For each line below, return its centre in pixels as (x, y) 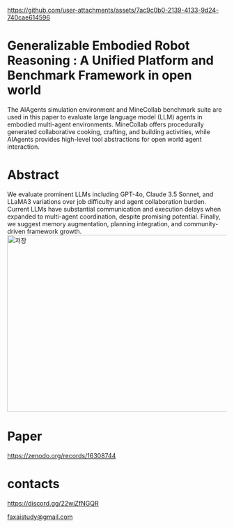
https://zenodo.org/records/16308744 (62, 455)
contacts (33, 484)
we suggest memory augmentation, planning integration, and (95, 223)
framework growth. (54, 231)
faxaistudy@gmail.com (40, 517)
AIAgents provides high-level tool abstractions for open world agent (104, 139)
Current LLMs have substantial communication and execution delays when (114, 209)
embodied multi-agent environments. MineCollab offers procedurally (106, 124)
